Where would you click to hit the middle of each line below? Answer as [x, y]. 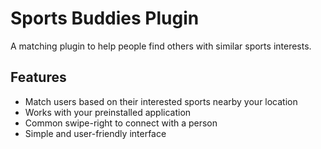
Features [38, 77]
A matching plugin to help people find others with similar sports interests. [161, 46]
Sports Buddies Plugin [105, 18]
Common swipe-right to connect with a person [121, 123]
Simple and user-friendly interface [95, 133]
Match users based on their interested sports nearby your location [161, 101]
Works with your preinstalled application [108, 112]
